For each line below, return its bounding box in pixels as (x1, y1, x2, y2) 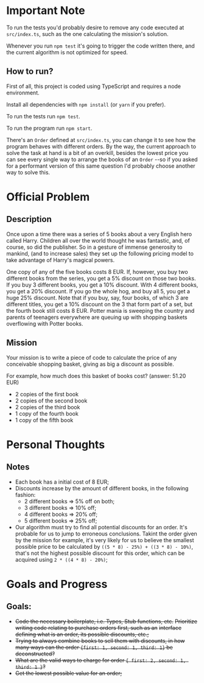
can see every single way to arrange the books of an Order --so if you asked (6, 156, 198, 163)
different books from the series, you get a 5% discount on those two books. (6, 274, 196, 282)
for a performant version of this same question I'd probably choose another (6, 162, 196, 170)
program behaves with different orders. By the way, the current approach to (6, 143, 197, 150)
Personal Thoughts (6, 437, 105, 451)
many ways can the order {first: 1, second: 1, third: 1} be (15, 643, 174, 651)
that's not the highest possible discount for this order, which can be (15, 549, 185, 557)
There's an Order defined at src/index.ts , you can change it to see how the (6, 136, 196, 143)
